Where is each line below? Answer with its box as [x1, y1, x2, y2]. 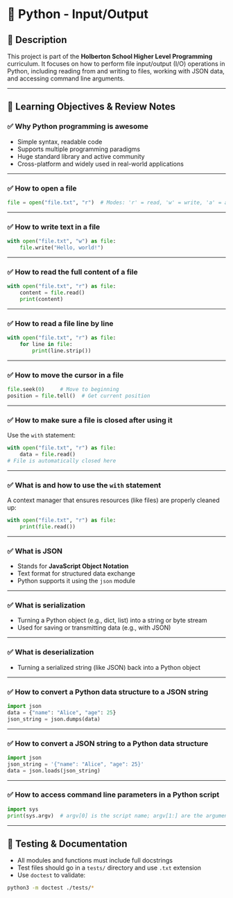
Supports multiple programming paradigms [17, 145, 141, 153]
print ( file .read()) [19, 523, 76, 530]
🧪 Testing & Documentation [7, 838, 128, 849]
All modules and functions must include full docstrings [17, 856, 173, 865]
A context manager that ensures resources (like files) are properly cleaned [7, 496, 220, 505]
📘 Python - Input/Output [7, 6, 149, 22]
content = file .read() [19, 289, 85, 297]
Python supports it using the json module [17, 577, 136, 585]
